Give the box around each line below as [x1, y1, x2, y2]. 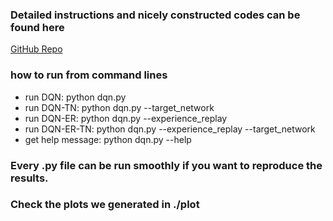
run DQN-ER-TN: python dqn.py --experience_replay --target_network [24, 123, 316, 135]
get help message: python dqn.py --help [24, 133, 192, 145]
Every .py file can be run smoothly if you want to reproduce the [10, 158, 323, 172]
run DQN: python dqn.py [24, 91, 127, 103]
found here [10, 20, 65, 34]
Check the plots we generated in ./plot [10, 198, 200, 212]
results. [10, 171, 49, 185]
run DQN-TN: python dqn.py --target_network [24, 101, 215, 113]
